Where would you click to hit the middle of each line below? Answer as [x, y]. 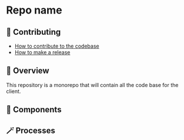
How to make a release [42, 52]
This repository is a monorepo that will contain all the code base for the [92, 85]
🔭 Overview [28, 71]
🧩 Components [34, 110]
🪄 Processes [31, 130]
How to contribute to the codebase [57, 46]
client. [14, 91]
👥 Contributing [34, 32]
